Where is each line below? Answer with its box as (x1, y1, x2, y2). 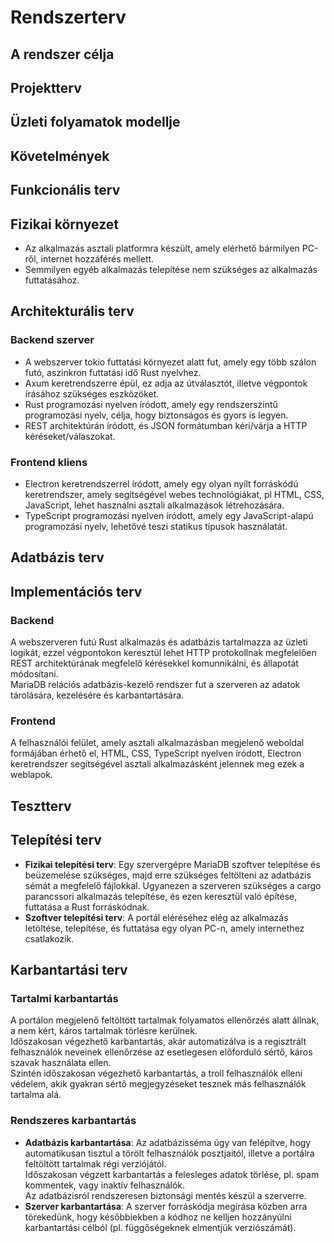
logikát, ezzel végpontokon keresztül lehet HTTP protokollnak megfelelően (10, 647, 317, 659)
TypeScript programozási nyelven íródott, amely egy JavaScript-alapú (24, 509, 314, 521)
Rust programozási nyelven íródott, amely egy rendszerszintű (24, 398, 278, 410)
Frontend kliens (10, 455, 88, 469)
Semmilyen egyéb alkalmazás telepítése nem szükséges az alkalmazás (24, 263, 318, 275)
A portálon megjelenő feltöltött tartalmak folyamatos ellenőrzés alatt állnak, (10, 1014, 320, 1026)
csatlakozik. (24, 932, 75, 945)
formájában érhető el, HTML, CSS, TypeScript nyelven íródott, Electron (10, 747, 302, 760)
